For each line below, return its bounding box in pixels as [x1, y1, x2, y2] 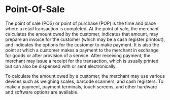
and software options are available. [5, 89, 79, 95]
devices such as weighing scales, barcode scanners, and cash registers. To [5, 78, 164, 84]
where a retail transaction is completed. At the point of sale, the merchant [5, 25, 159, 31]
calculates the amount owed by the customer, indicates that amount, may [5, 31, 158, 37]
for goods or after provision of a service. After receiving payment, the [5, 52, 151, 59]
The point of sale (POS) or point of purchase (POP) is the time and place [5, 20, 156, 26]
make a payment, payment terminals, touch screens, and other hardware [5, 83, 157, 89]
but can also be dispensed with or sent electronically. [5, 63, 117, 69]
